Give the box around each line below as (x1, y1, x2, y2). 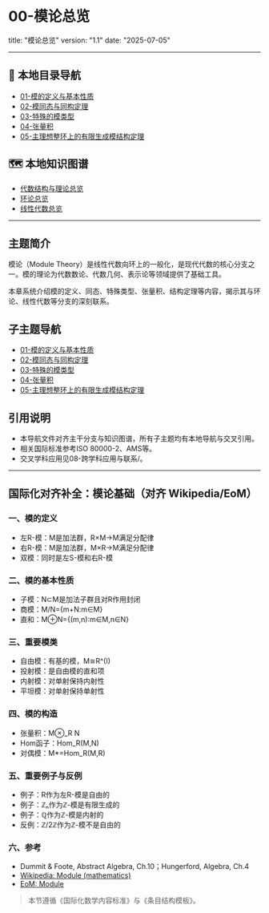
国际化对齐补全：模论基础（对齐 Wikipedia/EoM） (8, 487, 258, 501)
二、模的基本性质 (8, 575, 74, 586)
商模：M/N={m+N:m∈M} (19, 604, 103, 614)
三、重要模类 (8, 636, 58, 648)
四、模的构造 (8, 709, 58, 720)
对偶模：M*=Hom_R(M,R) (19, 748, 106, 757)
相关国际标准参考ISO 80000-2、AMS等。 (19, 444, 156, 453)
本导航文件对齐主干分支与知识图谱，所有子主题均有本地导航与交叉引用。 (19, 434, 259, 443)
